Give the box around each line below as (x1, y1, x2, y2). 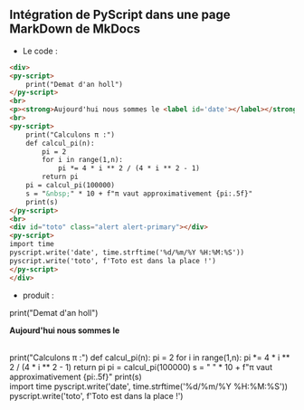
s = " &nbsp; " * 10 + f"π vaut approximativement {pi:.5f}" (25, 189, 253, 198)
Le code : (22, 45, 58, 56)
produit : (22, 290, 54, 300)
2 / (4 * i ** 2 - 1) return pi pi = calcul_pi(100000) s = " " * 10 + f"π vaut (9, 361, 273, 372)
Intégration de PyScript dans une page (9, 7, 231, 23)
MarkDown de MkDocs (9, 22, 141, 37)
